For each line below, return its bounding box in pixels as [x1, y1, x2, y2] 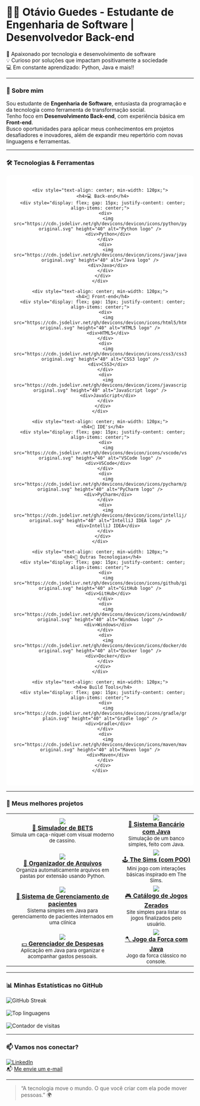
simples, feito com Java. [127, 841, 185, 848]
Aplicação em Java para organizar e [20, 947, 105, 954]
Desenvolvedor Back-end [6, 31, 135, 44]
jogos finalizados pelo [130, 914, 182, 921]
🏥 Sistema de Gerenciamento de [15, 892, 110, 901]
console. [146, 958, 167, 965]
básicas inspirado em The [126, 871, 186, 877]
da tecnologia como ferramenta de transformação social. [6, 107, 146, 114]
